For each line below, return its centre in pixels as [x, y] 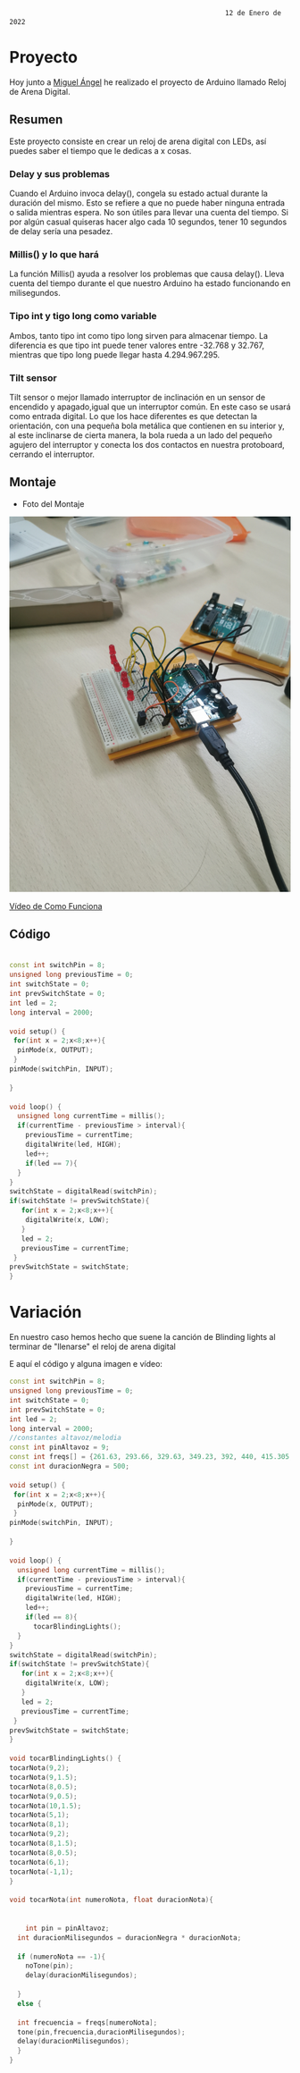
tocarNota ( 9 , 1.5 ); [43, 1777]
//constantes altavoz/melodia [66, 1438]
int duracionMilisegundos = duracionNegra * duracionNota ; [129, 1938]
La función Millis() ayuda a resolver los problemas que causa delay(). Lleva [147, 274]
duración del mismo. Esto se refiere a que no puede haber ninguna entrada [147, 203]
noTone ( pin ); [50, 1966]
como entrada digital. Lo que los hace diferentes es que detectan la [133, 416]
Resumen [36, 120]
